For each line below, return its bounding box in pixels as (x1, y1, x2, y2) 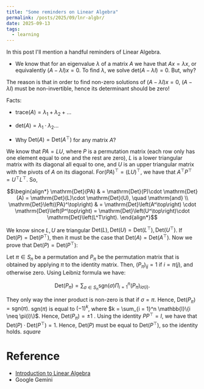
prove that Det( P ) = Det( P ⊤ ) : (6, 240, 78, 249)
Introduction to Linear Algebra (15, 369, 91, 377)
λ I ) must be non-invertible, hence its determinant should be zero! (6, 85, 170, 92)
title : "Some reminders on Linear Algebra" (6, 9, 119, 15)
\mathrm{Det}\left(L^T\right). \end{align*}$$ (46, 213, 158, 221)
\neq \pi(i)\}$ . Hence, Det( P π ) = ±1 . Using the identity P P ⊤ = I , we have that (6, 312, 197, 321)
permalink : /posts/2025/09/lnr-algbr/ (6, 15, 105, 21)
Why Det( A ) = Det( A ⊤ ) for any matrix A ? (15, 135, 116, 143)
